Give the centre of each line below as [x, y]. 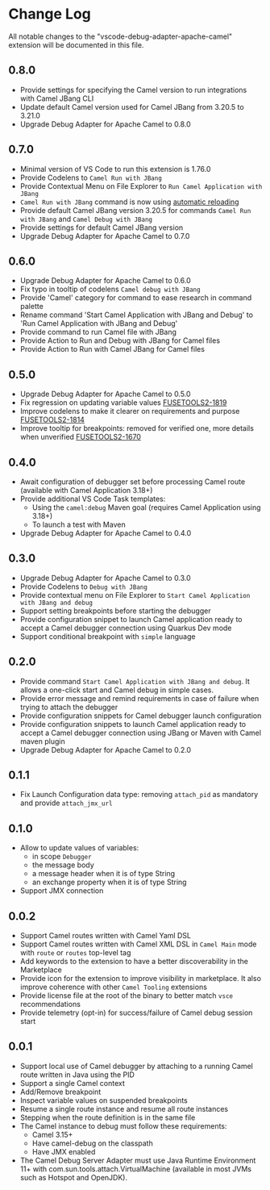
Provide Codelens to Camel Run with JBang [91, 177]
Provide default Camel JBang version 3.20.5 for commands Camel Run [135, 210]
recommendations [50, 1004]
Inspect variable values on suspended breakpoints [104, 1100]
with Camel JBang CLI [57, 98]
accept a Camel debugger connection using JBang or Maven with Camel [141, 733]
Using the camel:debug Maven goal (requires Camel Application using [146, 507]
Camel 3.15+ [52, 1134]
